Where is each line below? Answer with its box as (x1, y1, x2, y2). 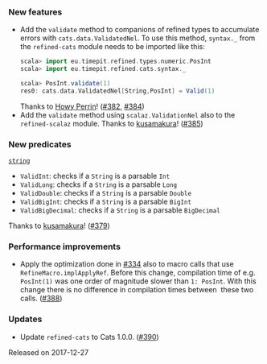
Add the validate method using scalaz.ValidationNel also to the (19, 110, 236, 119)
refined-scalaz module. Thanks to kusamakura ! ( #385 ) (19, 118, 203, 128)
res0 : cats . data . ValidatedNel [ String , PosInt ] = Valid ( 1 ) (19, 87, 216, 95)
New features (8, 6, 63, 18)
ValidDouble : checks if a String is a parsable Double (19, 188, 191, 198)
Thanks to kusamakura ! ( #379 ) (8, 221, 110, 231)
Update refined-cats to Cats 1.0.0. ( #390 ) (19, 332, 159, 341)
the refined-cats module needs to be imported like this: (19, 42, 205, 52)
